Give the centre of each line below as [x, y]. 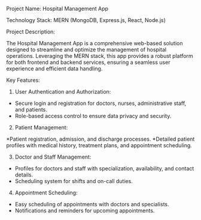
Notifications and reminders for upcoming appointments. [85, 210]
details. [24, 175]
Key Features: [23, 80]
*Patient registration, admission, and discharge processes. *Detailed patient [100, 139]
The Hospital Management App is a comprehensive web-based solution [95, 43]
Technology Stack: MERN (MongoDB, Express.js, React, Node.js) [86, 20]
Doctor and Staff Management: [53, 157]
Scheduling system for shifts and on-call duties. [74, 181]
